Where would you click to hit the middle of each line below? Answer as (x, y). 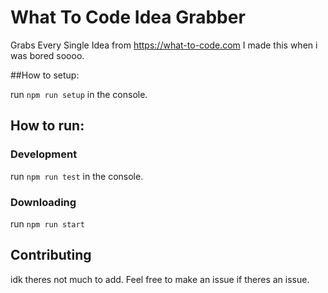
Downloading (43, 202)
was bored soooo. (47, 55)
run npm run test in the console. (77, 176)
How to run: (47, 126)
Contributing (51, 255)
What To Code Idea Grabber (128, 17)
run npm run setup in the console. (79, 94)
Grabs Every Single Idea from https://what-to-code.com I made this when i (164, 45)
